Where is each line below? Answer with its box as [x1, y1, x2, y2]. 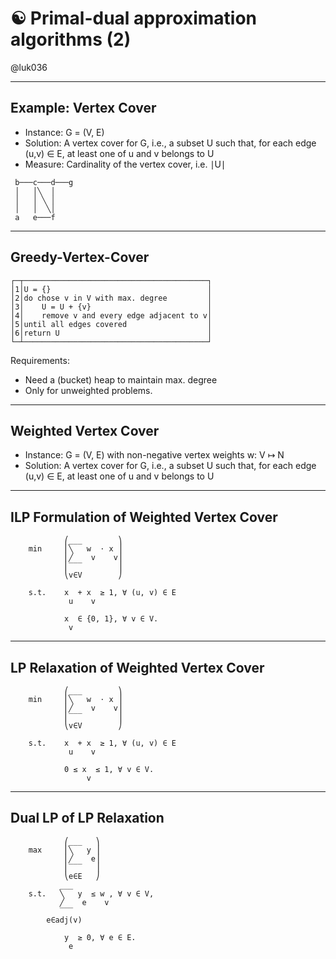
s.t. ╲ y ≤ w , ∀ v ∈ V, [28, 888, 155, 899]
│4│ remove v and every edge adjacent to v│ [10, 310, 213, 321]
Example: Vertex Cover [10, 100, 157, 117]
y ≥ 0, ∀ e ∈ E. [63, 932, 137, 942]
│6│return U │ [10, 328, 213, 338]
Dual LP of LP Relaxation [10, 810, 165, 827]
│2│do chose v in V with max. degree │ [10, 293, 213, 303]
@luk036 [10, 61, 48, 73]
